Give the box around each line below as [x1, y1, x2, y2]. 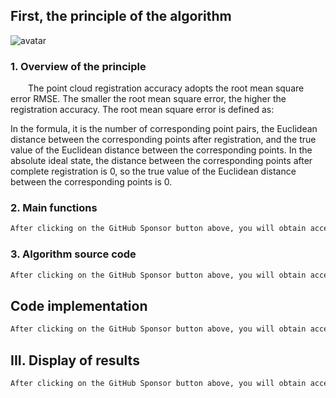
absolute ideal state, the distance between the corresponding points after [10, 155, 313, 167]
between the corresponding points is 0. [10, 176, 173, 188]
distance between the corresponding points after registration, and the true [10, 134, 317, 146]
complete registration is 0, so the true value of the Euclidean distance [10, 165, 297, 178]
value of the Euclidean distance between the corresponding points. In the [10, 144, 313, 156]
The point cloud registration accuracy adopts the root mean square [28, 82, 305, 94]
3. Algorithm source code [10, 247, 137, 261]
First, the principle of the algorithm [10, 8, 232, 25]
